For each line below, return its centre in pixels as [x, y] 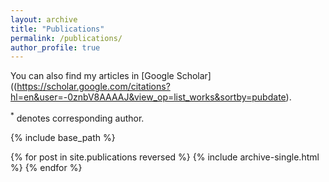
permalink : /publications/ [66, 38]
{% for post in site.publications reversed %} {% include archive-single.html [165, 157]
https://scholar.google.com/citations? [93, 87]
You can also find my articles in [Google [92, 76]
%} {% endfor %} [46, 167]
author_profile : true [55, 47]
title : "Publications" [57, 29]
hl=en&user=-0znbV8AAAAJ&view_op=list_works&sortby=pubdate [148, 97]
